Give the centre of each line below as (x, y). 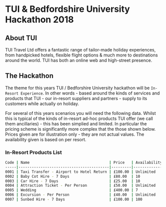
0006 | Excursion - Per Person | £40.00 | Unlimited (80, 195)
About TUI (21, 38)
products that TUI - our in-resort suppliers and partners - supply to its (76, 98)
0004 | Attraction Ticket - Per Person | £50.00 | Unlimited (80, 186)
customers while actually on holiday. (42, 103)
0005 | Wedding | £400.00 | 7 (72, 190)
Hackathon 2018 (40, 20)
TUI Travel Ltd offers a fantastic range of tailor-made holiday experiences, (80, 50)
